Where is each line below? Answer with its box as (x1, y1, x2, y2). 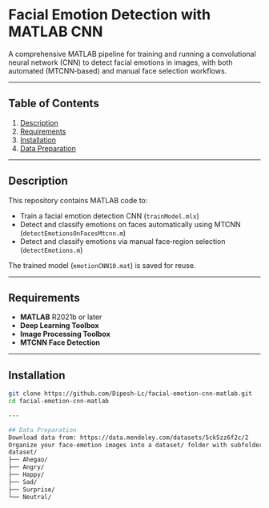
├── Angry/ (8, 463, 45, 471)
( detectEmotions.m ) (19, 245, 83, 254)
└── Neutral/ (8, 493, 52, 501)
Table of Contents (8, 97, 100, 110)
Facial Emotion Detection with (8, 6, 211, 24)
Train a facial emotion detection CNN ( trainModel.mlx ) (19, 210, 199, 221)
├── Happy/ (8, 470, 45, 479)
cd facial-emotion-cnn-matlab (8, 398, 110, 406)
